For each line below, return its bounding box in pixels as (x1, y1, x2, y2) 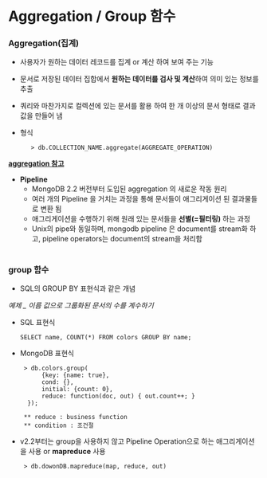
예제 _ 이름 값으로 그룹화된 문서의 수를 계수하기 (8, 300, 154, 311)
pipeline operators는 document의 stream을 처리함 (42, 234, 203, 244)
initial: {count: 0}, (41, 386, 113, 394)
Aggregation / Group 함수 (8, 7, 176, 25)
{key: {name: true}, (41, 371, 110, 379)
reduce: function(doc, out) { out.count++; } (41, 392, 195, 401)
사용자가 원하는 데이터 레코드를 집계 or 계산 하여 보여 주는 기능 (19, 57, 214, 67)
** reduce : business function (23, 413, 128, 421)
